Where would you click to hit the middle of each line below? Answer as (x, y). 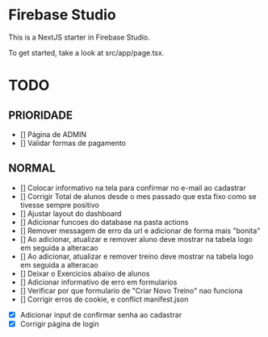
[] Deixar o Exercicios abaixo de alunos (85, 273)
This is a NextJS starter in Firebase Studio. (80, 37)
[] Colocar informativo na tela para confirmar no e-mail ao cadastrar (133, 188)
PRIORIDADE (41, 115)
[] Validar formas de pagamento (73, 143)
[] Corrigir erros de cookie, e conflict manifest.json (104, 299)
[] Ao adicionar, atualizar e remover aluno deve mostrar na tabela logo (136, 239)
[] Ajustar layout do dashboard (71, 213)
